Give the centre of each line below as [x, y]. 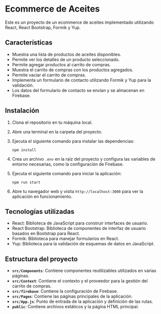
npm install [24, 150]
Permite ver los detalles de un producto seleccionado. [66, 60]
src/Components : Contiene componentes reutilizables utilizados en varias [84, 271]
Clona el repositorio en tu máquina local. [52, 122]
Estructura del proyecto [42, 259]
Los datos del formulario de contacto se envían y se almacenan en [78, 90]
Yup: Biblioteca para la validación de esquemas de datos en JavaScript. [83, 244]
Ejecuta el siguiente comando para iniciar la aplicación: [67, 173]
